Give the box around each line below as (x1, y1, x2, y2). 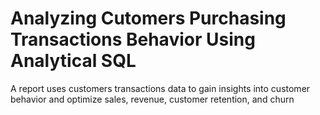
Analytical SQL (10, 50, 137, 72)
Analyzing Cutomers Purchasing (10, 7, 287, 30)
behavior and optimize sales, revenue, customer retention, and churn (10, 93, 295, 105)
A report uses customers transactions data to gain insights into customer (10, 82, 311, 94)
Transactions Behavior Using (10, 28, 256, 51)
